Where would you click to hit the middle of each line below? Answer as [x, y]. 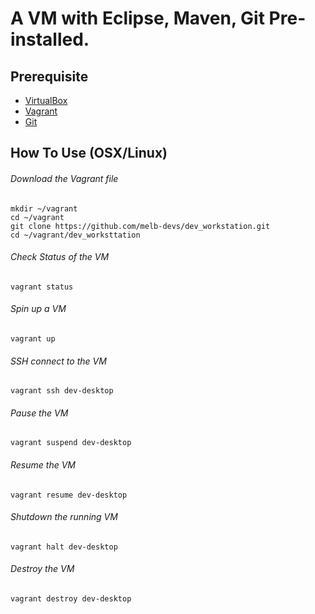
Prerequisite [49, 76]
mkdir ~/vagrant [44, 208]
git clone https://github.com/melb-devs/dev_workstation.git [140, 226]
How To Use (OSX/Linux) [89, 153]
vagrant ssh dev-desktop [62, 391]
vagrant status [42, 287]
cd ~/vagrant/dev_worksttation [75, 235]
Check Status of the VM [60, 257]
